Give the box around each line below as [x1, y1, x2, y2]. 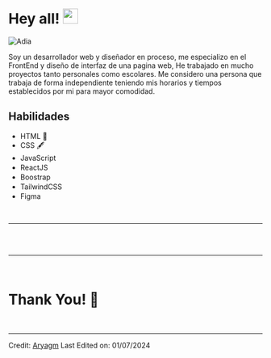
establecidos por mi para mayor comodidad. [8, 86, 156, 96]
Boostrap [19, 172, 51, 182]
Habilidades [8, 110, 70, 124]
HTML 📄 [19, 131, 48, 141]
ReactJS [19, 162, 48, 172]
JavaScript [19, 153, 56, 162]
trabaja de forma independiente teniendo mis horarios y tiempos [8, 78, 222, 87]
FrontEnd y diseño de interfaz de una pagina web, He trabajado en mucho [8, 61, 254, 70]
